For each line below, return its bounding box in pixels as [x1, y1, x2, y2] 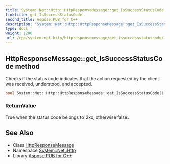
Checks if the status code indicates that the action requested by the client [5, 75, 159, 81]
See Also [5, 129, 34, 137]
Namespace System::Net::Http [12, 147, 76, 153]
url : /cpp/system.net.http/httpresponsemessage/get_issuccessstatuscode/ [5, 36, 164, 41]
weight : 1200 [5, 31, 33, 36]
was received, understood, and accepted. [5, 81, 92, 87]
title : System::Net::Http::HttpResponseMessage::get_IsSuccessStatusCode [5, 7, 164, 13]
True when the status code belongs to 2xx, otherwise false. [5, 114, 129, 120]
